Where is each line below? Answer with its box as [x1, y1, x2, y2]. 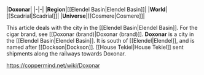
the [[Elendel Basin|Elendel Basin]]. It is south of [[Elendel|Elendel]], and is [6, 37, 195, 44]
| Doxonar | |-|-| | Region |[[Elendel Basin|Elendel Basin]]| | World [6, 6, 166, 13]
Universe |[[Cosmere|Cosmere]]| [62, 12, 146, 20]
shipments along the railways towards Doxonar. [6, 50, 127, 57]
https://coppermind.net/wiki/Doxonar [6, 62, 100, 69]
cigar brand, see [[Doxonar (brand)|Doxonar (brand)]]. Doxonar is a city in [6, 30, 194, 38]
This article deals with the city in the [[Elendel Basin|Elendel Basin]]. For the [6, 24, 198, 31]
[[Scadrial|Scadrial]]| [6, 12, 60, 20]
